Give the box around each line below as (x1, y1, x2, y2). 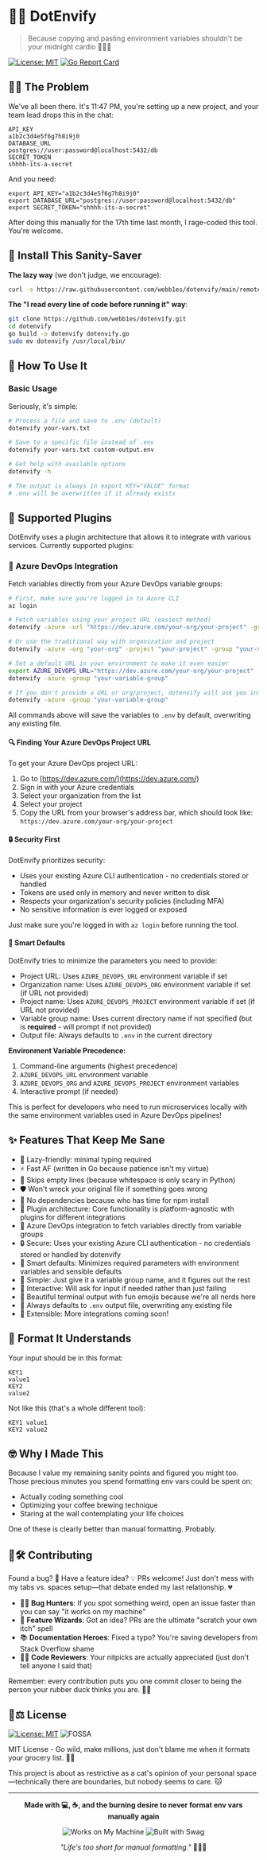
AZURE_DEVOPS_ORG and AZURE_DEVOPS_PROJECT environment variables (19, 1078, 240, 1088)
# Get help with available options (8, 461, 126, 469)
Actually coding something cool (19, 1492, 124, 1502)
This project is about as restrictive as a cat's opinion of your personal (8, 1769, 235, 1778)
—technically (8, 1777, 52, 1787)
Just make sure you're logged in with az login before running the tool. (8, 920, 239, 929)
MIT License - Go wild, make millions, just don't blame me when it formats (8, 1745, 250, 1754)
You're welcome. (8, 226, 64, 235)
